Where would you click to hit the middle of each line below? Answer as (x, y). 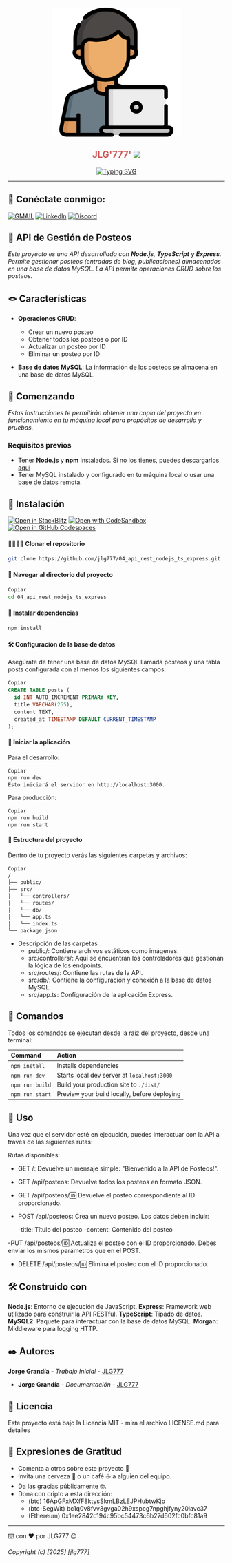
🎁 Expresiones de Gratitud (65, 1452)
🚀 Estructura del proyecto (45, 840)
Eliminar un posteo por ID (64, 354)
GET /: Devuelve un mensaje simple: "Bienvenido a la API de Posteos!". (118, 1168)
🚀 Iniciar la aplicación (39, 742)
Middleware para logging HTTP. (53, 1329)
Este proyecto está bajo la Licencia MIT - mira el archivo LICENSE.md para (114, 1423)
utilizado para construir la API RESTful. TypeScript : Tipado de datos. (105, 1314)
